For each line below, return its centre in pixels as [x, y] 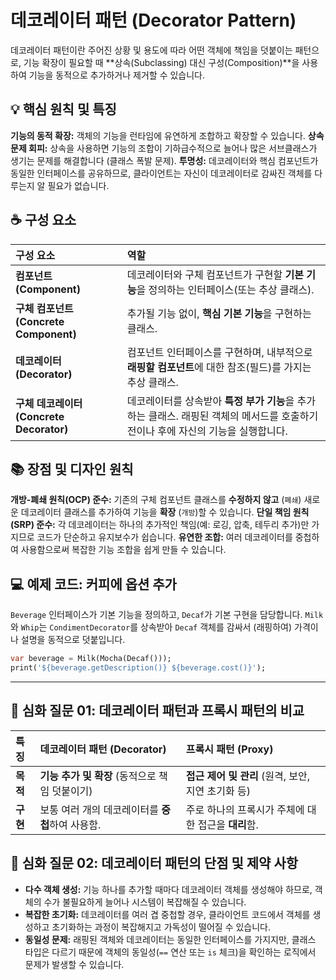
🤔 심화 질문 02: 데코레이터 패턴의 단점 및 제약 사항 [154, 863]
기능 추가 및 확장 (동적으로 [98, 776]
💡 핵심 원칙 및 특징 [63, 109]
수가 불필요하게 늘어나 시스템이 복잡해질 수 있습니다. [145, 902]
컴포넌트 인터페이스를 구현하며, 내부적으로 [219, 352]
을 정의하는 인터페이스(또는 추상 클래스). [225, 289]
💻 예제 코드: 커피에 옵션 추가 [93, 584]
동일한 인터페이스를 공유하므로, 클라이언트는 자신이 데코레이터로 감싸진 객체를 [161, 173]
